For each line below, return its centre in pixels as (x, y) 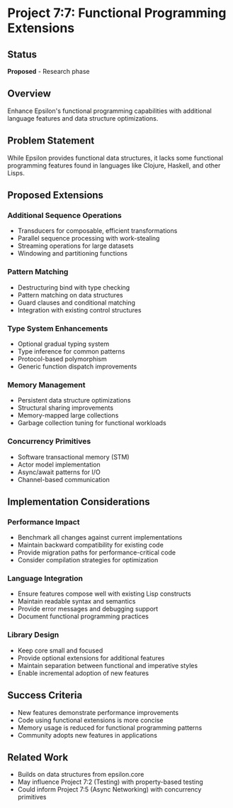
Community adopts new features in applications (87, 735)
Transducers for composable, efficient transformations (97, 231)
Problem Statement (51, 141)
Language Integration (45, 579)
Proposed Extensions (56, 196)
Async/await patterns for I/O (59, 472)
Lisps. (16, 173)
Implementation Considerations (79, 502)
